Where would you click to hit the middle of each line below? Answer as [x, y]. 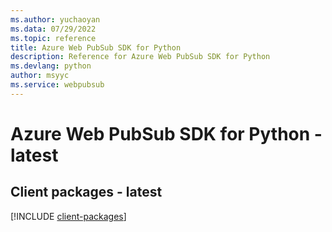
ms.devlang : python [51, 66]
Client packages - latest [86, 192]
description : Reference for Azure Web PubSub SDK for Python [140, 57]
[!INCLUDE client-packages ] [68, 216]
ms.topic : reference [53, 38]
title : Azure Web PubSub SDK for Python [96, 47]
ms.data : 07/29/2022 [53, 29]
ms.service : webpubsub [57, 85]
